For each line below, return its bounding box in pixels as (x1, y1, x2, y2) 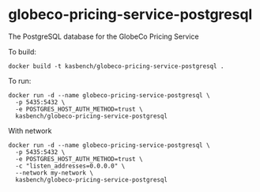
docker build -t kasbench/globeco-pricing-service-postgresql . (8, 62, 224, 70)
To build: (8, 47, 37, 56)
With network (8, 126, 52, 135)
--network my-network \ (15, 168, 93, 177)
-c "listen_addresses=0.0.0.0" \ (15, 162, 126, 170)
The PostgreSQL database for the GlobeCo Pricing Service (8, 32, 199, 41)
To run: (8, 76, 32, 85)
